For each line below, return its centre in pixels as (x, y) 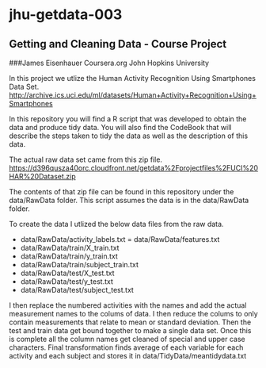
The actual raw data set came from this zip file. (86, 159)
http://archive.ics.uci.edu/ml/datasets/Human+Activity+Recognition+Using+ (133, 95)
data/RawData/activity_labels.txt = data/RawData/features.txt (120, 239)
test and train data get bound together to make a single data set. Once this (130, 330)
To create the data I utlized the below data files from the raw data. (116, 224)
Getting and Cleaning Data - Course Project (118, 44)
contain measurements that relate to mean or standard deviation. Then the (130, 322)
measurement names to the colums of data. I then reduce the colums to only (133, 314)
